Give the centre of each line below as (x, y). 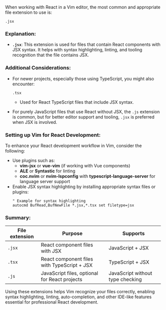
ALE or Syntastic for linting (47, 171)
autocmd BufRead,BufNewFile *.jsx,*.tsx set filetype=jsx (73, 205)
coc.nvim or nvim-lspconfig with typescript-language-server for (87, 176)
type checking (125, 279)
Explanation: (21, 34)
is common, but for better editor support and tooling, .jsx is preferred (83, 117)
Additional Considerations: (38, 68)
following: (15, 151)
